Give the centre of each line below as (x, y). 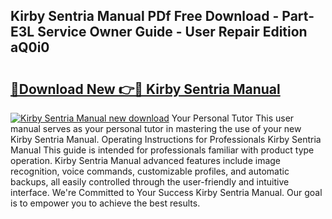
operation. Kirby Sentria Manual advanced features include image (146, 160)
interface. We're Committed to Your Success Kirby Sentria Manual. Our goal (166, 192)
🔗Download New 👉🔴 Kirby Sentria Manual (145, 89)
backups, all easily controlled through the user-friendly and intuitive (150, 182)
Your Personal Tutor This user (233, 118)
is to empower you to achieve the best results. (105, 203)
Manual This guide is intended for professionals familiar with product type (162, 150)
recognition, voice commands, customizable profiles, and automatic (150, 171)
